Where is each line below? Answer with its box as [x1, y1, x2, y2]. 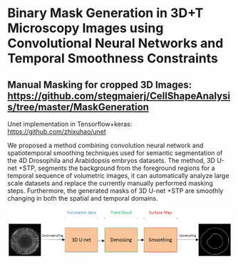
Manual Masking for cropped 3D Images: [7, 78, 192, 90]
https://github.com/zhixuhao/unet [7, 127, 107, 136]
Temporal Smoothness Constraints [7, 51, 219, 67]
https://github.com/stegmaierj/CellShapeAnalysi [7, 90, 230, 102]
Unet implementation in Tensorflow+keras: [7, 120, 133, 128]
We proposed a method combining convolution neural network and [7, 141, 204, 149]
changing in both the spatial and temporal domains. [7, 194, 158, 202]
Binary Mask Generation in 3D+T [7, 5, 204, 21]
